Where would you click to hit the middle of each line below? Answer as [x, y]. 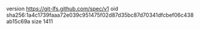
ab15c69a [18, 21]
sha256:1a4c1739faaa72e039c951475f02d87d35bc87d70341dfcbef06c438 [100, 15]
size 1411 [42, 21]
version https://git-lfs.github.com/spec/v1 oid [62, 9]
